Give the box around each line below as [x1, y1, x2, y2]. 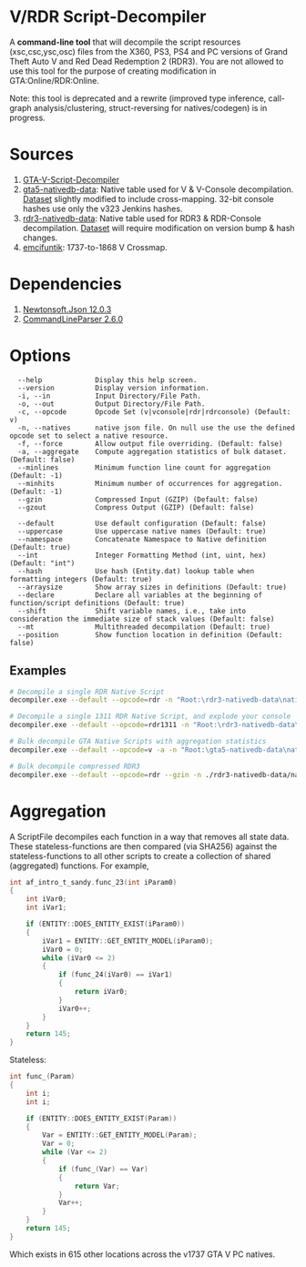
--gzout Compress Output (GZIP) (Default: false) [17, 502, 255, 512]
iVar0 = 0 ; [42, 945, 84, 954]
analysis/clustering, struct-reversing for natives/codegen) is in [33, 102, 268, 113]
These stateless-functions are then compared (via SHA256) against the [9, 840, 278, 852]
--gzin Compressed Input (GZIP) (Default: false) [17, 494, 259, 504]
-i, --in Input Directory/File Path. [17, 391, 202, 400]
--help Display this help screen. [17, 375, 198, 384]
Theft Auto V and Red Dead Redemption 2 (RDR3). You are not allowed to [9, 56, 284, 66]
